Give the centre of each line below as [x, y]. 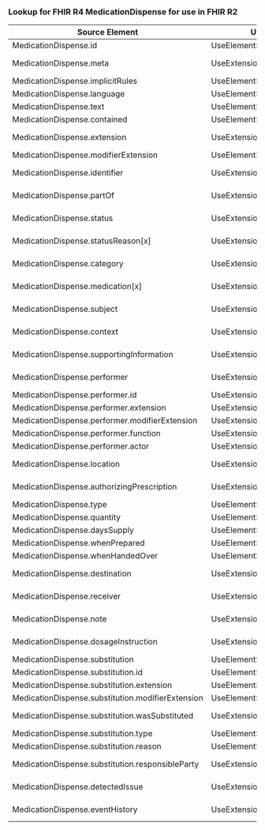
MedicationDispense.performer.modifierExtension [105, 421]
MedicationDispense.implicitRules [75, 81]
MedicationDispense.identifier [68, 173]
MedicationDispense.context [65, 332]
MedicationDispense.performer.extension [90, 407]
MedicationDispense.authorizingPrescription [95, 486]
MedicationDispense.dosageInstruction [85, 642]
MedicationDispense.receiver [66, 596]
